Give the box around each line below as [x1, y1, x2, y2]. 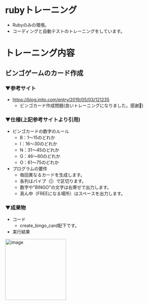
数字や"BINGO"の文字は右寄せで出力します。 [19, 185, 112, 191]
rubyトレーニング [5, 4, 77, 16]
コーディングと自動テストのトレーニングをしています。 [12, 28, 125, 34]
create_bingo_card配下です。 [19, 222, 79, 229]
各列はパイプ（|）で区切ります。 [19, 178, 86, 184]
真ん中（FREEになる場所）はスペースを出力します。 [19, 191, 126, 197]
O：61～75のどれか [19, 160, 59, 166]
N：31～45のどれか [19, 147, 60, 153]
